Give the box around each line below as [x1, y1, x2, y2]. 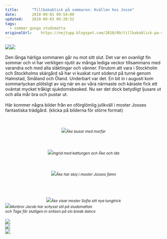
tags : [5, 21, 16, 26]
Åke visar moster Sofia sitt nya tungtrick [51, 198, 121, 203]
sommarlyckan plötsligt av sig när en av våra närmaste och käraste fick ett [5, 81, 158, 87]
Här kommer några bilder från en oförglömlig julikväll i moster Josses [5, 102, 147, 108]
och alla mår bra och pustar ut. [5, 92, 68, 97]
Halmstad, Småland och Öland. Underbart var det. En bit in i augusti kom [5, 76, 154, 81]
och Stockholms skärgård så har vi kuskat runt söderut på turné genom [5, 70, 151, 76]
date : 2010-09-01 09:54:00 [5, 12, 75, 17]
